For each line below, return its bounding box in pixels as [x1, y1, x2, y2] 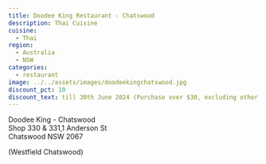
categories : [8, 64, 48, 72]
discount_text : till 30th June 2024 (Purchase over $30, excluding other [8, 93, 259, 101]
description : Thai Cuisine [8, 19, 98, 27]
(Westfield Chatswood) [8, 147, 84, 157]
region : [8, 41, 34, 49]
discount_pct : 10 [8, 85, 66, 94]
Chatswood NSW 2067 [8, 132, 84, 142]
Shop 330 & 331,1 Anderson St [8, 123, 108, 133]
